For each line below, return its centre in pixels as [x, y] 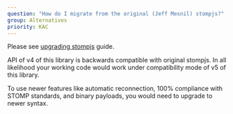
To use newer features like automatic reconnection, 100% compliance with [115, 89]
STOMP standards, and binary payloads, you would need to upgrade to [110, 96]
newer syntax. [28, 104]
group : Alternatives [38, 20]
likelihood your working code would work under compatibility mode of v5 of [117, 68]
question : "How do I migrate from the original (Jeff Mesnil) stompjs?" [116, 14]
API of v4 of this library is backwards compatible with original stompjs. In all [117, 60]
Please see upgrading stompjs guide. [61, 47]
